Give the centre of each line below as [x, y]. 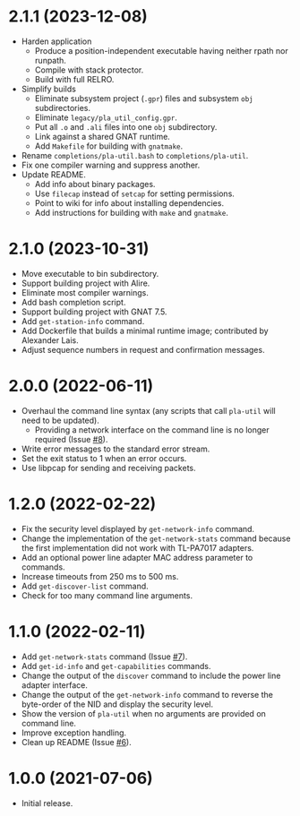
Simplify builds [49, 89]
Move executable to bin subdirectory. [90, 273]
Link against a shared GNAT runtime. [103, 136]
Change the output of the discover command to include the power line [151, 675]
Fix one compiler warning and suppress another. [111, 165]
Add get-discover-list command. [85, 586]
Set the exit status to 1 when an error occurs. [104, 458]
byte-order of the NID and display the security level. [117, 704]
